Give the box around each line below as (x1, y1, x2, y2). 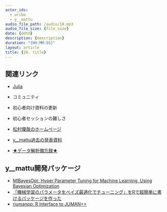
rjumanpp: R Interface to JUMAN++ (12, 201, 87, 207)
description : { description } (5, 36, 65, 41)
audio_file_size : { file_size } (5, 26, 69, 31)
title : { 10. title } (5, 50, 47, 55)
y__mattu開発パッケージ (5, 164, 81, 173)
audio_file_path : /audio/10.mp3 (5, 21, 73, 27)
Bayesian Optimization (12, 183, 60, 189)
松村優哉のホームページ (12, 126, 62, 132)
